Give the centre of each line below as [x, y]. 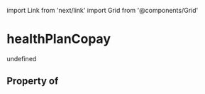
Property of [33, 81]
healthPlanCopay [59, 39]
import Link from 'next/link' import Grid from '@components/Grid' [102, 10]
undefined [22, 58]
